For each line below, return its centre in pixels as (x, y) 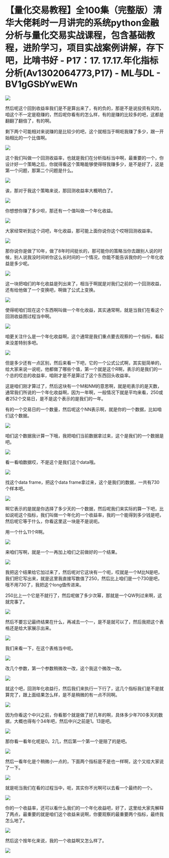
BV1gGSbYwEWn (41, 84)
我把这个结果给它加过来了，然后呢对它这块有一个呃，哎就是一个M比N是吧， (84, 572)
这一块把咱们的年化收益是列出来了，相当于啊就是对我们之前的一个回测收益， (84, 283)
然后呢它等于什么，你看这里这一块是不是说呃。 (54, 521)
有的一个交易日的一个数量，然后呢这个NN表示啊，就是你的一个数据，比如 (81, 409)
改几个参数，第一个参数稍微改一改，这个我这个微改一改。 (65, 668)
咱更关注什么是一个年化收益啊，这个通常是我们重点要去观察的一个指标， (80, 336)
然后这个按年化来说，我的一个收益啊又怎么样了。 (56, 840)
